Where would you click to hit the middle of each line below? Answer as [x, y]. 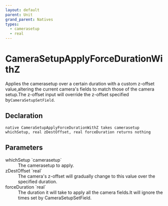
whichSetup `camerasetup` [33, 160]
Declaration [24, 116]
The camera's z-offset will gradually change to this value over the [87, 176]
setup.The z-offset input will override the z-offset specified [67, 94]
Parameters [24, 148]
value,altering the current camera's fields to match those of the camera [80, 89]
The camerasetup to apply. [46, 165]
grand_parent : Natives [29, 19]
